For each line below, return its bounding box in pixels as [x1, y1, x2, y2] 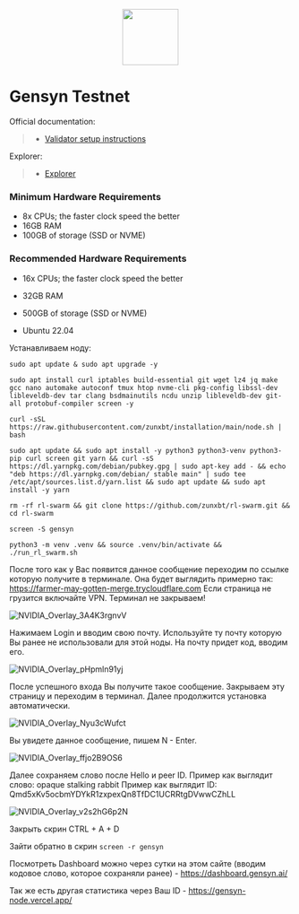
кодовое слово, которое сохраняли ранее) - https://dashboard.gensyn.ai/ [9, 867, 288, 878]
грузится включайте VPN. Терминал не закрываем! [9, 592, 206, 603]
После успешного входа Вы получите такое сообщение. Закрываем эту [9, 681, 285, 692]
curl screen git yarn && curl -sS [25, 454, 154, 463]
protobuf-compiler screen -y [25, 399, 134, 408]
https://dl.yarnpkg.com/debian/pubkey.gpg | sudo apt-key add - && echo [9, 462, 286, 471]
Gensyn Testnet [9, 86, 131, 107]
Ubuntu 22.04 [21, 325, 74, 335]
